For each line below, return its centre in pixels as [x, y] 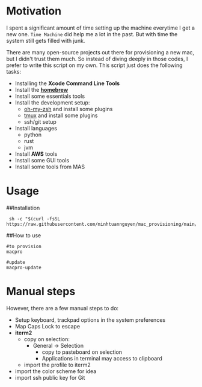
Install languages [36, 128]
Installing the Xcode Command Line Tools [67, 83]
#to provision [24, 246]
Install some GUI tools [42, 160]
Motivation [34, 11]
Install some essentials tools [50, 96]
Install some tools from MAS [50, 167]
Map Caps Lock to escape [47, 326]
